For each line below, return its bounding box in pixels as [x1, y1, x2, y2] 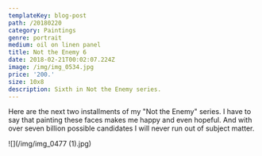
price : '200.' [8, 70, 56, 78]
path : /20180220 [8, 19, 62, 27]
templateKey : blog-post [8, 11, 87, 20]
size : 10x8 [8, 78, 44, 86]
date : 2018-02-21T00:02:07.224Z [8, 56, 115, 64]
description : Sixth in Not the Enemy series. [8, 85, 161, 93]
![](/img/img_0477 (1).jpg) [8, 139, 92, 149]
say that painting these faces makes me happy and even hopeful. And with [8, 116, 252, 125]
